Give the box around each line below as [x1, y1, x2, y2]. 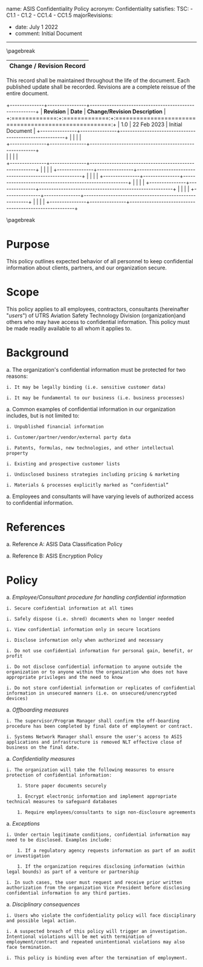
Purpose [6, 238, 50, 251]
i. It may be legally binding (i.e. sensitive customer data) [6, 384, 166, 390]
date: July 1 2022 [14, 24, 59, 30]
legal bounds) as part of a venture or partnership [6, 869, 139, 875]
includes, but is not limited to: [6, 412, 80, 419]
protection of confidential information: [6, 772, 112, 778]
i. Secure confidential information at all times [6, 605, 134, 612]
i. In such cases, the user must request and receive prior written [6, 879, 182, 885]
